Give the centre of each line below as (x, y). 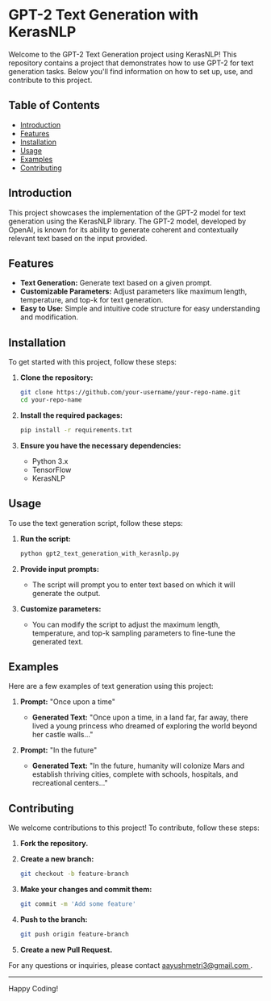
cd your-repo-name (51, 400)
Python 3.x (50, 461)
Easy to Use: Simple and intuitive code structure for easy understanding (140, 309)
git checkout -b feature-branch (74, 874)
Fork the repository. (54, 844)
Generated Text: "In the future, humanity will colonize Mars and (138, 766)
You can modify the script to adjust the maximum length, (126, 624)
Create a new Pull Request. (66, 949)
